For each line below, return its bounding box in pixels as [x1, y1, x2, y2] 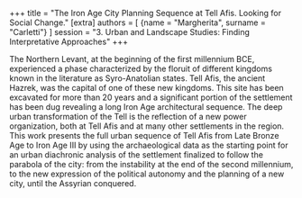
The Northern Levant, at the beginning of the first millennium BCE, [9, 54, 255, 64]
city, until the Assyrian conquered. [9, 178, 137, 188]
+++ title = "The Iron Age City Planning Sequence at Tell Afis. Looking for [9, 8, 282, 18]
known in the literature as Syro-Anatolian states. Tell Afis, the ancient [9, 73, 266, 84]
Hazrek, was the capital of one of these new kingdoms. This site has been [9, 83, 284, 93]
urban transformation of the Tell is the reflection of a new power [9, 112, 247, 121]
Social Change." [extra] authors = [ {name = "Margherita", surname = [9, 17, 266, 28]
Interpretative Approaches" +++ [9, 36, 129, 47]
